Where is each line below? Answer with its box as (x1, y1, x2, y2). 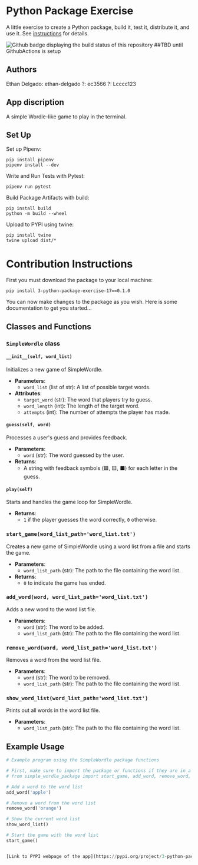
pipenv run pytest (6, 184, 51, 190)
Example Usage (6, 741, 65, 751)
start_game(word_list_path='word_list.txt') (6, 531, 136, 538)
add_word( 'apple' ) (6, 789, 51, 796)
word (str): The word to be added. (23, 623, 104, 631)
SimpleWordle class (6, 339, 61, 347)
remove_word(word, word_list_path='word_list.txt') (6, 644, 158, 651)
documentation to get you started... (6, 304, 92, 311)
